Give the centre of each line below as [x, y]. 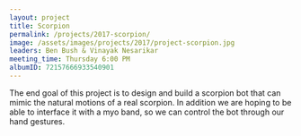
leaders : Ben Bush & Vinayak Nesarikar [84, 51]
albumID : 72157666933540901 [62, 68]
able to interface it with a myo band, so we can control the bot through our [147, 112]
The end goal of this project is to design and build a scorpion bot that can [145, 93]
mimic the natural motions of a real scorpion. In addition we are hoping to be [150, 102]
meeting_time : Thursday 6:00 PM [70, 59]
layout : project [40, 17]
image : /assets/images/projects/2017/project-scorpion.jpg [122, 42]
